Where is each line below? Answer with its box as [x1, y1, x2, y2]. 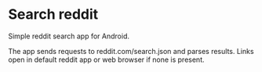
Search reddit [8, 5, 99, 23]
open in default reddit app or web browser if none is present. [8, 55, 206, 64]
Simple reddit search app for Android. [8, 31, 130, 41]
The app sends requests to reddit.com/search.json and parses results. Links [8, 46, 254, 56]
